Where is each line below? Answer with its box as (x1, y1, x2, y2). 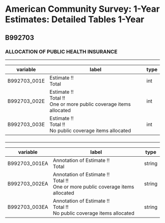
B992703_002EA (7, 180, 48, 187)
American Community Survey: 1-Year (5, 3, 160, 15)
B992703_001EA (7, 160, 48, 167)
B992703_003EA (7, 203, 48, 210)
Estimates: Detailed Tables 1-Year (5, 14, 144, 25)
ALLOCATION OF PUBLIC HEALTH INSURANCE (5, 48, 118, 55)
